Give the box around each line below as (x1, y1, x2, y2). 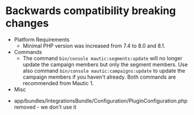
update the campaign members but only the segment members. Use (22, 60, 188, 68)
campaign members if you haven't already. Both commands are (22, 73, 176, 80)
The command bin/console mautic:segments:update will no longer (22, 55, 183, 62)
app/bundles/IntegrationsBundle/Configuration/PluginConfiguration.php (13, 97, 188, 104)
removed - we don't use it (13, 103, 77, 110)
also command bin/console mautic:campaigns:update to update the (22, 67, 186, 74)
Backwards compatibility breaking (5, 4, 176, 18)
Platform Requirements (13, 36, 70, 43)
